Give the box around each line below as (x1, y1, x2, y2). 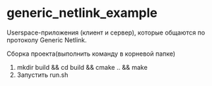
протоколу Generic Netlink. (6, 35, 88, 44)
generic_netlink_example (6, 5, 158, 21)
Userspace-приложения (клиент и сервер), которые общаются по (6, 28, 206, 37)
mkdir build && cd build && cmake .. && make (16, 63, 148, 71)
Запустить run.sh (16, 70, 69, 79)
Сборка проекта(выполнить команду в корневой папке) (6, 49, 176, 58)
